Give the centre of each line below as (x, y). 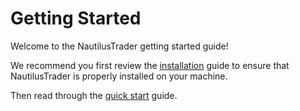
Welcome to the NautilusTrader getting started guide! (119, 46)
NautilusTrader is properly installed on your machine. (119, 76)
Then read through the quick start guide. (94, 95)
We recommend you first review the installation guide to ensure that (150, 65)
